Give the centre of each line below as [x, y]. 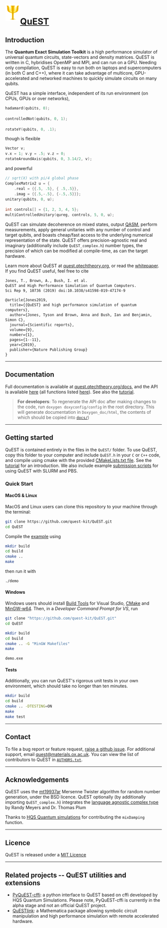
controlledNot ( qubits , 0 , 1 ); [37, 119]
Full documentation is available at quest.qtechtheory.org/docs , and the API [82, 386]
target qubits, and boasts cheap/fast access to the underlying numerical [79, 235]
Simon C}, [15, 320]
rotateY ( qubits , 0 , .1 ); [31, 129]
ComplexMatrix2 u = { [28, 183]
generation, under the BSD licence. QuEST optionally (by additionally [76, 797]
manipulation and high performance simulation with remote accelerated [85, 916]
